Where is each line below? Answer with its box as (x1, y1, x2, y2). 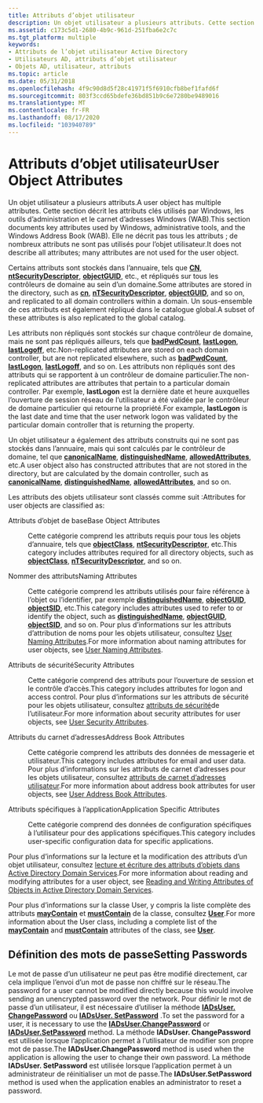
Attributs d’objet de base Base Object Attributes (8, 515, 161, 525)
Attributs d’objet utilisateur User (8, 155, 220, 173)
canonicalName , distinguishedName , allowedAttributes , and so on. (8, 477, 232, 486)
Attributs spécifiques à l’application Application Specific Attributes (8, 804, 220, 814)
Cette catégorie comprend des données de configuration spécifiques (27, 819, 252, 829)
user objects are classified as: (8, 500, 105, 510)
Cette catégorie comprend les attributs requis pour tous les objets (27, 531, 241, 541)
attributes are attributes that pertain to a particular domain (42, 378, 230, 387)
